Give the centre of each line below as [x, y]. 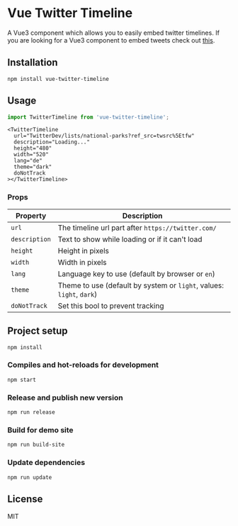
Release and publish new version [65, 398]
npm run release [31, 412]
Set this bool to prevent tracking [111, 305]
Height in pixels [84, 251]
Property [31, 216]
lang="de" [28, 161]
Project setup [38, 331]
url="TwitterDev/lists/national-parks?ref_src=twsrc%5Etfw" [104, 136]
